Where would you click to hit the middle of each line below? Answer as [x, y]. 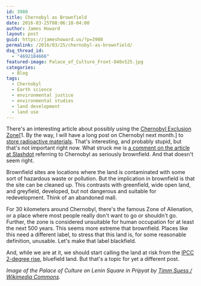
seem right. [20, 161]
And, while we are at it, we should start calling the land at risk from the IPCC [100, 252]
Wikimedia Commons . [34, 277]
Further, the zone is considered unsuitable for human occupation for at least [100, 222]
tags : [13, 78]
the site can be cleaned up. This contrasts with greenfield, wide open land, [98, 185]
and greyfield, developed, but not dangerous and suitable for [81, 191]
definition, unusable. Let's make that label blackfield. [71, 241]
